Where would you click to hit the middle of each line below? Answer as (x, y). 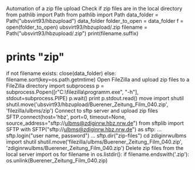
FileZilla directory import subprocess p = (55, 86)
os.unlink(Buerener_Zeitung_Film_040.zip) (57, 160)
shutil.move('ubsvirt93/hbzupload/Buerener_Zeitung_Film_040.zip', (87, 104)
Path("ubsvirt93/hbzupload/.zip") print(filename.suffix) (73, 33)
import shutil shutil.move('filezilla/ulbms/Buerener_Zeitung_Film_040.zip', (95, 142)
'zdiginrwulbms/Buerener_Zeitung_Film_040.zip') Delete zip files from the (95, 148)
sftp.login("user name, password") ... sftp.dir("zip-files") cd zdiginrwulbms (96, 135)
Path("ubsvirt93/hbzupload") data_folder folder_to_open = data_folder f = (95, 21)
